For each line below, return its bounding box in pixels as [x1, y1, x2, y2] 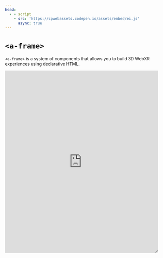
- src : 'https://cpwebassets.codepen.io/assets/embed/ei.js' [14, 16, 140, 21]
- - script [9, 12, 32, 17]
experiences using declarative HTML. [5, 61, 80, 67]
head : [5, 7, 16, 12]
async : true [17, 20, 42, 26]
